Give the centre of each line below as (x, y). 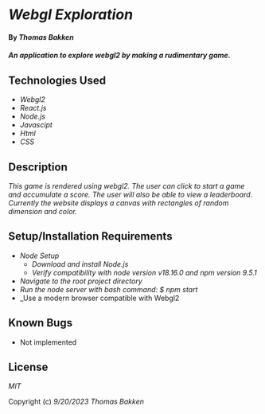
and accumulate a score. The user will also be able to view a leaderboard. (131, 194)
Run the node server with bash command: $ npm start (109, 289)
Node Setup (39, 256)
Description (38, 167)
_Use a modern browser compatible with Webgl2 (99, 298)
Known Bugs (41, 323)
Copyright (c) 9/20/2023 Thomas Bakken (76, 402)
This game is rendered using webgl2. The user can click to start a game (127, 186)
